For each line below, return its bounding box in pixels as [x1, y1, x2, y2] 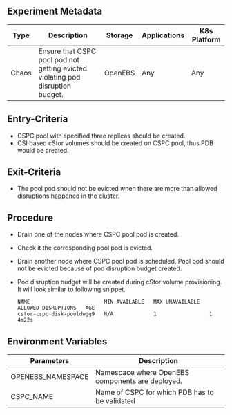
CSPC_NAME [10, 392, 54, 402]
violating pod [38, 72, 81, 82]
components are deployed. [95, 376, 183, 386]
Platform [191, 35, 221, 44]
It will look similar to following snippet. [17, 285, 126, 293]
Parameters [30, 356, 70, 366]
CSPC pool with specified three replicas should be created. [17, 131, 186, 140]
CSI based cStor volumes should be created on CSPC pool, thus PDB [17, 138, 214, 147]
